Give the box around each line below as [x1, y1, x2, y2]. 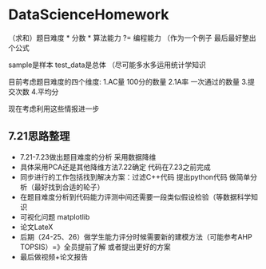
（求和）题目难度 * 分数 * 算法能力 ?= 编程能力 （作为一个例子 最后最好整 [8, 33, 249, 42]
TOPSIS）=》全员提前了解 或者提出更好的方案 [19, 242, 171, 251]
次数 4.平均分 [14, 86, 59, 97]
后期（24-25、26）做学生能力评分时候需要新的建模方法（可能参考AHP [19, 231, 253, 241]
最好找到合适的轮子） [34, 182, 105, 192]
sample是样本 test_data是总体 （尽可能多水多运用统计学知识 [8, 60, 206, 69]
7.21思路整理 [8, 129, 70, 143]
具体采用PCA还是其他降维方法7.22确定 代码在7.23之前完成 [19, 162, 211, 172]
